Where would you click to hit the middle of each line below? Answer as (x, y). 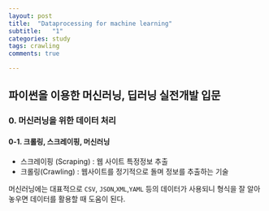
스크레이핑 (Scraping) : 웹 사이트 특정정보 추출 (94, 161)
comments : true (34, 54)
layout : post (30, 16)
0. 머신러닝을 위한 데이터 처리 (62, 121)
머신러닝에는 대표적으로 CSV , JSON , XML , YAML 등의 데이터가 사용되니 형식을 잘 (127, 188)
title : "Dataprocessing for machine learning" (91, 24)
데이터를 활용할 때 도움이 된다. (78, 199)
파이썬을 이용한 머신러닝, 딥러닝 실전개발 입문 (115, 95)
